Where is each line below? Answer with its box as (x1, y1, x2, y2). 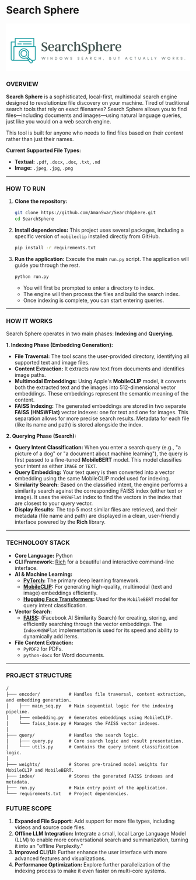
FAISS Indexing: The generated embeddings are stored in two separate (14, 403, 187, 410)
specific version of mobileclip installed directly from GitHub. (14, 233, 160, 240)
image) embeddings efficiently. (23, 589, 98, 596)
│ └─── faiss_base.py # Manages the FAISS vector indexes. (6, 720, 160, 726)
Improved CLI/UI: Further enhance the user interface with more (14, 849, 167, 856)
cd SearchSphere (14, 216, 54, 222)
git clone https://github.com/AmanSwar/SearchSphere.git (14, 210, 156, 216)
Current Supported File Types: (6, 147, 82, 154)
